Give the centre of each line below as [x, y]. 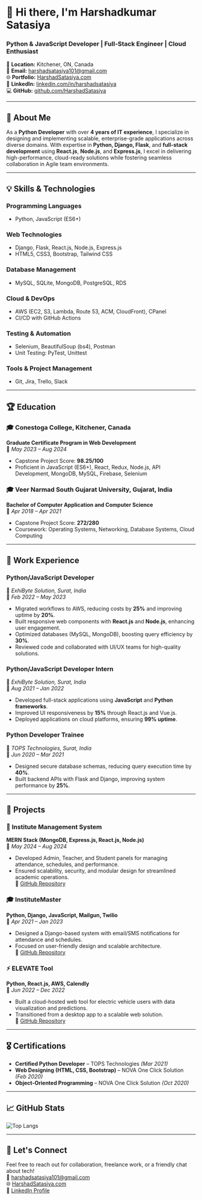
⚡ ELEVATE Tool [30, 968]
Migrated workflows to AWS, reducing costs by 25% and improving [98, 609]
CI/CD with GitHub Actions [48, 318]
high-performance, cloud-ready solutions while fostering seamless [89, 158]
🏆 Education [31, 407]
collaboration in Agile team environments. [58, 164]
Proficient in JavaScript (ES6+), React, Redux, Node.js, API [88, 467]
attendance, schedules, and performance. [67, 864]
